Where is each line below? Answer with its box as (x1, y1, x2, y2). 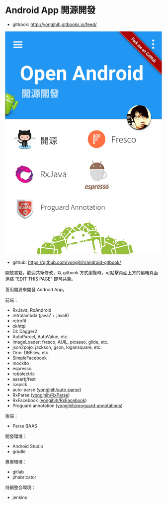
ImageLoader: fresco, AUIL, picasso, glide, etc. (12, 339, 109, 345)
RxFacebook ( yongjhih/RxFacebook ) (12, 397, 87, 403)
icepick (12, 381, 27, 387)
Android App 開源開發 (5, 4, 96, 16)
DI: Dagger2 (12, 328, 37, 334)
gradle (12, 448, 26, 455)
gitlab (12, 469, 24, 475)
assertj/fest (12, 376, 36, 382)
